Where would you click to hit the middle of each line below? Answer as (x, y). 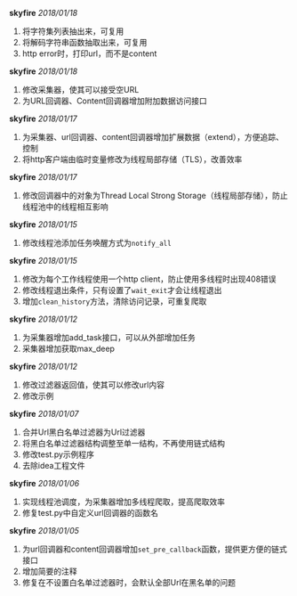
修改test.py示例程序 (58, 454)
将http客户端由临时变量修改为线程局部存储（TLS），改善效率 (132, 159)
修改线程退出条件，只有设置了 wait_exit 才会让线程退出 (122, 290)
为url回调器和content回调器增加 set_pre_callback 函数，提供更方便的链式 (154, 549)
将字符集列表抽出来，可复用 (73, 31)
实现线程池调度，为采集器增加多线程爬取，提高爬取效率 (123, 502)
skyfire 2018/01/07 (44, 414)
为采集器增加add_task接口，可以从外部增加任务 (108, 337)
